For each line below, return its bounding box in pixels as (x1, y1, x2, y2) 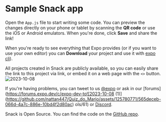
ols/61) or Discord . (75, 101, 112, 107)
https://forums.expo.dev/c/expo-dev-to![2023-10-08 (6, 91, 114, 97)
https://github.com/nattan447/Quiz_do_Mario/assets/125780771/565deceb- (6, 96, 161, 102)
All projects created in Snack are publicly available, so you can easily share (5, 65, 159, 71)
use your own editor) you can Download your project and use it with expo (5, 50, 156, 56)
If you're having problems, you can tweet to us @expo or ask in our (5, 85, 142, 91)
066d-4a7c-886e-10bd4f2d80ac (5, 101, 73, 107)
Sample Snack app (5, 3, 83, 14)
